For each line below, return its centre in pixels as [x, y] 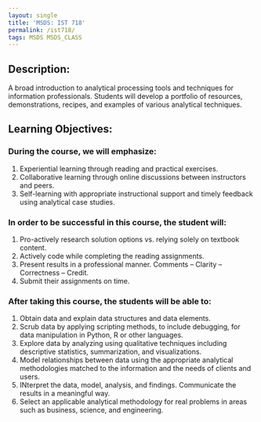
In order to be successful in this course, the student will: [118, 222]
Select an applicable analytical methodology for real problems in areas [133, 402]
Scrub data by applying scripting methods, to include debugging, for [130, 327]
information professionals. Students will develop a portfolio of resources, [125, 96]
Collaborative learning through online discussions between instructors [133, 176]
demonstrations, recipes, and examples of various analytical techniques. [125, 105]
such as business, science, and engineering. [91, 410]
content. [33, 248]
